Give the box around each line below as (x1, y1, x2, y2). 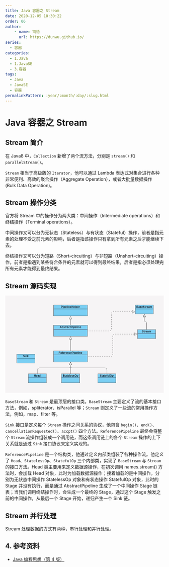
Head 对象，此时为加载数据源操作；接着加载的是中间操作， (32, 470, 156, 476)
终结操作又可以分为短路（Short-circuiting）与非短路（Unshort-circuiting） (5, 253, 159, 259)
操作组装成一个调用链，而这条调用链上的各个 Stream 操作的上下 (30, 434, 161, 440)
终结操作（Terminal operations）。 (5, 219, 75, 225)
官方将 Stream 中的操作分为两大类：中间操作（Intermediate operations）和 (5, 213, 160, 219)
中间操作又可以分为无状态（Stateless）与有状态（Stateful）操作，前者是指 (5, 229, 159, 236)
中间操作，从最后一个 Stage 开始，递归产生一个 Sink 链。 (14, 496, 133, 502)
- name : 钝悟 (14, 29, 40, 35)
